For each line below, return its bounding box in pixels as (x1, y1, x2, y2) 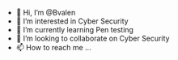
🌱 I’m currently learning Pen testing (15, 25, 133, 34)
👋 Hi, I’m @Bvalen (15, 8, 76, 17)
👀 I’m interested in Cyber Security (15, 16, 129, 26)
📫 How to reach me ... (15, 43, 91, 52)
